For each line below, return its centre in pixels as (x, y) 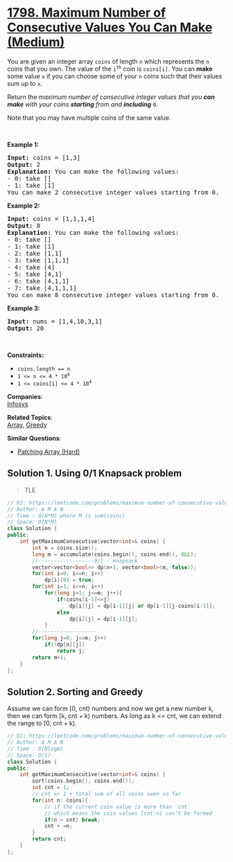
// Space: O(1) (29, 755)
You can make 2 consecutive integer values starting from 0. (113, 192)
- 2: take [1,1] (35, 253)
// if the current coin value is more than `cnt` (117, 807)
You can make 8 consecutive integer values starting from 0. (113, 295)
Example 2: (24, 205)
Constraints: (26, 355)
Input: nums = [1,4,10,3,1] (55, 321)
